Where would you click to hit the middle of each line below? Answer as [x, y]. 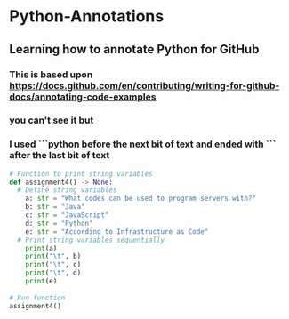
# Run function [37, 298]
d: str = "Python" [59, 223]
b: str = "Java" [56, 207]
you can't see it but [52, 120]
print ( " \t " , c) [53, 265]
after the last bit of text [60, 156]
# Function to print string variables [81, 174]
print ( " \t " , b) [53, 256]
